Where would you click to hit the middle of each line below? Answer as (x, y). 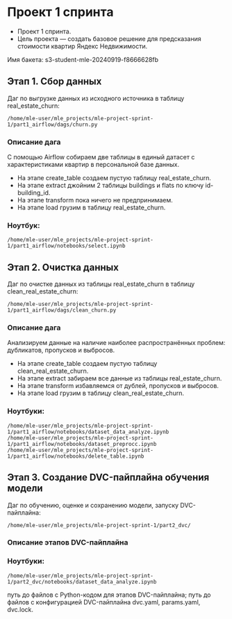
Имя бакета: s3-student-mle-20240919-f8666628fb (83, 59)
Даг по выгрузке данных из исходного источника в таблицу (96, 98)
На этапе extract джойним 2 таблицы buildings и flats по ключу (110, 186)
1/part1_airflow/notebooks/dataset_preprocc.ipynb (82, 444)
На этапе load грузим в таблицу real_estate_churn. (91, 208)
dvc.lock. (20, 609)
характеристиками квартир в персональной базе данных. (93, 165)
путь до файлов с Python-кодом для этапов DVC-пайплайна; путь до (109, 595)
